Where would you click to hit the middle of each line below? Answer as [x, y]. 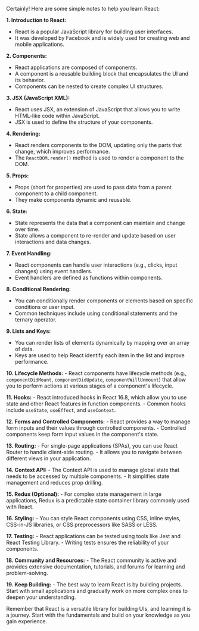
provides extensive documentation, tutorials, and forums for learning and [96, 567]
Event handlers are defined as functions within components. [88, 277]
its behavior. [30, 80]
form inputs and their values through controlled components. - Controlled [96, 428]
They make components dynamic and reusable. [73, 200]
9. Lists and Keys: [29, 331]
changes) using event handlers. [53, 271]
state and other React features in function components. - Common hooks [96, 404]
